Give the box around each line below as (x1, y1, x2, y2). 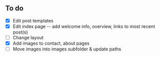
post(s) (12, 29, 28, 35)
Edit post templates (12, 17, 54, 23)
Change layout (12, 34, 43, 40)
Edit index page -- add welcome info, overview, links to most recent (12, 23, 155, 30)
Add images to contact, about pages (12, 40, 89, 46)
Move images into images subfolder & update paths (12, 46, 122, 52)
